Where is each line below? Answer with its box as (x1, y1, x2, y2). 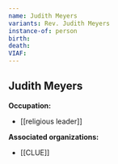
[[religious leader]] (19, 116, 82, 126)
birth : (8, 34, 31, 43)
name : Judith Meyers (8, 11, 78, 20)
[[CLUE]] (19, 147, 50, 158)
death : (8, 42, 31, 50)
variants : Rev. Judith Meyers (8, 19, 111, 27)
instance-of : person (8, 27, 78, 35)
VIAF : (8, 49, 27, 57)
